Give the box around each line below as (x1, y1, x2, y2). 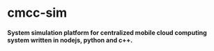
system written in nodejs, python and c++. (7, 36, 133, 44)
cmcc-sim (7, 5, 68, 21)
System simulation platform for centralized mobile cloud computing (7, 28, 207, 36)
